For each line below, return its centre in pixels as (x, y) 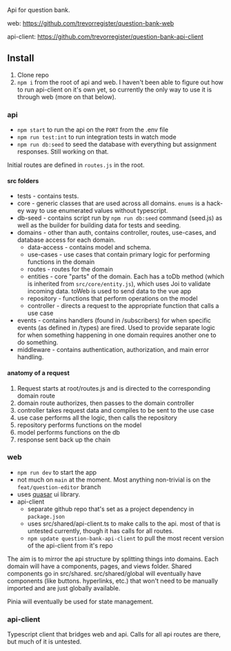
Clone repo (33, 74)
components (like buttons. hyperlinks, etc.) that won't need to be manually (113, 581)
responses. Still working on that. (63, 152)
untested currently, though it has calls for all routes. (101, 530)
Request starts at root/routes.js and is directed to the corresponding (114, 388)
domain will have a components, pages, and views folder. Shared (99, 566)
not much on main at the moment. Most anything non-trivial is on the (114, 479)
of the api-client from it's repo (70, 545)
